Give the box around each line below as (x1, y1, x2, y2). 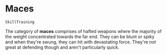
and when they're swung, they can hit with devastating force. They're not (5, 38, 156, 45)
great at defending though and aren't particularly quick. (5, 44, 119, 50)
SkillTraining (5, 19, 35, 24)
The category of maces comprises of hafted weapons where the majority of (5, 28, 162, 34)
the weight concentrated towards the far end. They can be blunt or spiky (5, 33, 155, 39)
